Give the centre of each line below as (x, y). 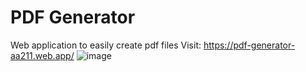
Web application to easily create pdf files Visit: (106, 45)
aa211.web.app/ (42, 55)
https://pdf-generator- (249, 45)
